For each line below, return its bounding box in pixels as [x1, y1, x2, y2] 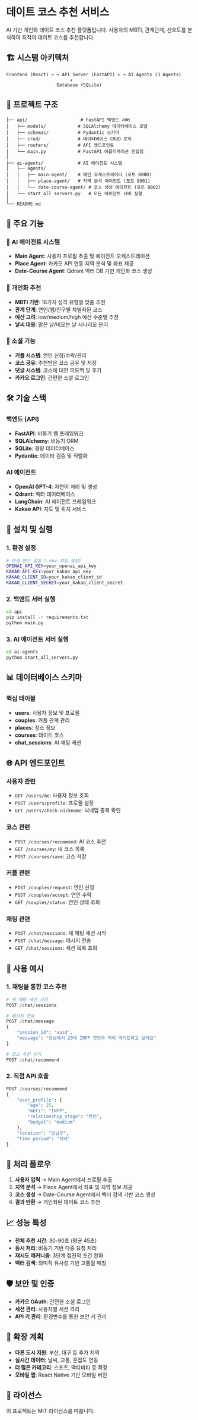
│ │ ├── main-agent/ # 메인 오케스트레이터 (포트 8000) [6, 171, 152, 177]
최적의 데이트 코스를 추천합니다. [21, 33, 95, 40]
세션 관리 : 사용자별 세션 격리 [14, 1305, 80, 1312]
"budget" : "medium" [27, 1119, 76, 1125]
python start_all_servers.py [6, 654, 78, 661]
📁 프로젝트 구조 [6, 99, 58, 110]
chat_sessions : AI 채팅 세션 [14, 739, 82, 746]
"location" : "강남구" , [17, 1130, 69, 1136]
